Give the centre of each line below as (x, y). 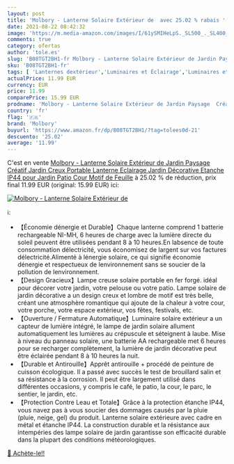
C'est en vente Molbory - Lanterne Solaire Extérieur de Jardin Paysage (109, 163)
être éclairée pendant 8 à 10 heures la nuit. (78, 356)
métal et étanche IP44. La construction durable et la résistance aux (114, 425)
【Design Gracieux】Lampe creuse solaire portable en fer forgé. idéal (117, 280)
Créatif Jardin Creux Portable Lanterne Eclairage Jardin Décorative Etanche (116, 170)
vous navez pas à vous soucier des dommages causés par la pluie (112, 410)
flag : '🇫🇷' (24, 117)
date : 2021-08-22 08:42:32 (46, 26)
